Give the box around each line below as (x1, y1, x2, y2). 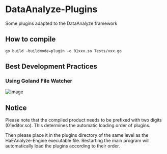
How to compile (5, 35, 56, 44)
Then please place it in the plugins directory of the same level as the (5, 132, 149, 138)
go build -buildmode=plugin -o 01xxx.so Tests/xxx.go (5, 48, 122, 54)
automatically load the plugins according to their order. (5, 143, 120, 149)
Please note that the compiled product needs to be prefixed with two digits (5, 117, 162, 123)
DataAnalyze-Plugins (5, 4, 98, 15)
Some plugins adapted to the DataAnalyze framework (5, 20, 118, 26)
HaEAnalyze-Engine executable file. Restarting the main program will (5, 138, 150, 144)
